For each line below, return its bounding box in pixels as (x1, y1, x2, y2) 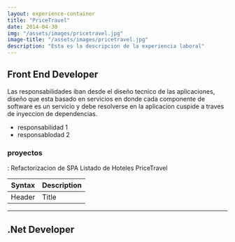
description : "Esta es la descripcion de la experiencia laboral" (7, 43, 205, 50)
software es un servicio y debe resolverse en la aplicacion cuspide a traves (7, 102, 225, 111)
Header (10, 192, 36, 202)
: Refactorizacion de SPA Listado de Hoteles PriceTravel (7, 164, 168, 172)
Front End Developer (7, 69, 99, 80)
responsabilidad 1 (17, 123, 69, 131)
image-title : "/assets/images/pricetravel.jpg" (7, 36, 149, 43)
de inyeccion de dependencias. (7, 109, 98, 118)
